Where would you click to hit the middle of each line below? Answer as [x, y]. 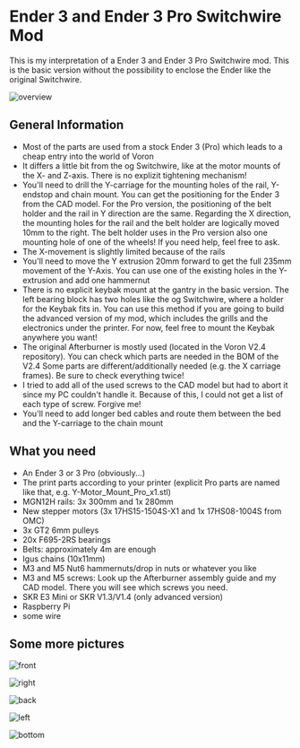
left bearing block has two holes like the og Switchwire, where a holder [153, 299]
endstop [38, 194]
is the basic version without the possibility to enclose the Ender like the [140, 70]
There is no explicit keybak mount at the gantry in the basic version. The [155, 290]
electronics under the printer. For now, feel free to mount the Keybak [148, 327]
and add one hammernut [105, 280]
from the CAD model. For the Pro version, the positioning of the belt [146, 204]
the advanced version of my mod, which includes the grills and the [145, 318]
